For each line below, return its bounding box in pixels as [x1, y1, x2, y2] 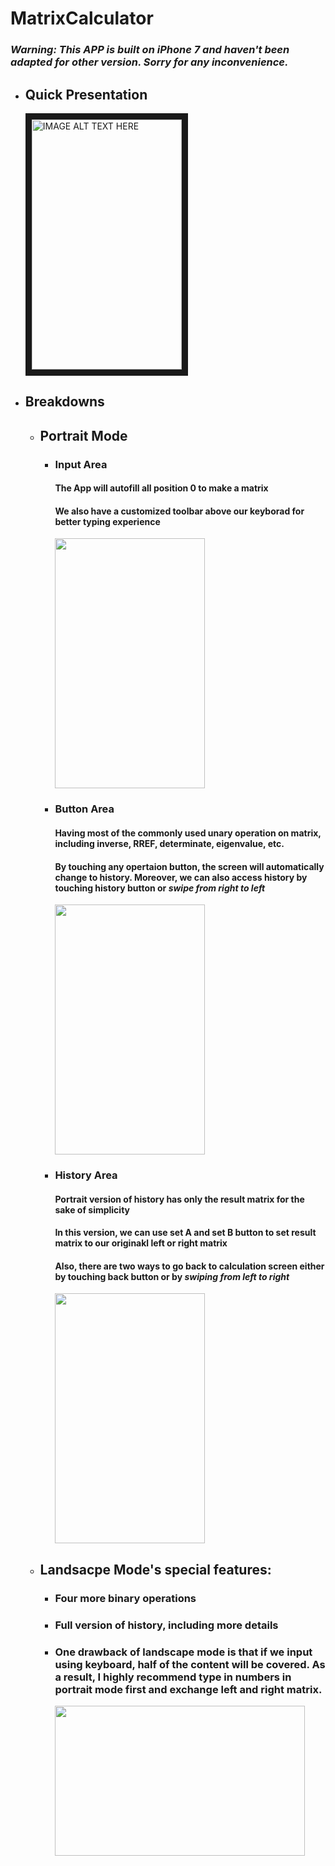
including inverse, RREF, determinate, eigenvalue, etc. [54, 837, 285, 849]
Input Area [54, 457, 108, 471]
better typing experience [54, 515, 161, 527]
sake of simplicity [54, 1203, 131, 1216]
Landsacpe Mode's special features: [39, 1561, 272, 1578]
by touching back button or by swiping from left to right [54, 1270, 290, 1282]
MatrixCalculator [10, 7, 154, 30]
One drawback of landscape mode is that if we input [54, 1645, 313, 1659]
